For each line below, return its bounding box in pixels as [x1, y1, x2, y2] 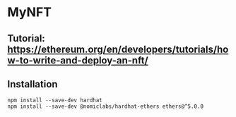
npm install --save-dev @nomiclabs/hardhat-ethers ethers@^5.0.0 [7, 103, 203, 110]
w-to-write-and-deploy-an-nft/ [7, 54, 148, 66]
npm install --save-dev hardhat [7, 97, 102, 104]
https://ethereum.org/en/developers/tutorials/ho [7, 43, 229, 55]
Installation [7, 78, 58, 90]
